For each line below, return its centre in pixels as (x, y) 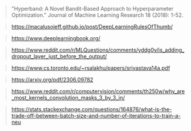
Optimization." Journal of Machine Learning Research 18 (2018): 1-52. (97, 15)
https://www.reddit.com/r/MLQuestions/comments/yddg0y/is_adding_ (98, 50)
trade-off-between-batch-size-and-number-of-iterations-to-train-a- (96, 116)
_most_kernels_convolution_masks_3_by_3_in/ (68, 98)
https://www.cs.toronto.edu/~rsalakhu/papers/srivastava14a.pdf (91, 68)
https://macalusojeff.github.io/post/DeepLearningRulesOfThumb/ (92, 27)
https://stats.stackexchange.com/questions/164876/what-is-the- (92, 109)
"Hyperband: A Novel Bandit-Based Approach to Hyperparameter (92, 9)
